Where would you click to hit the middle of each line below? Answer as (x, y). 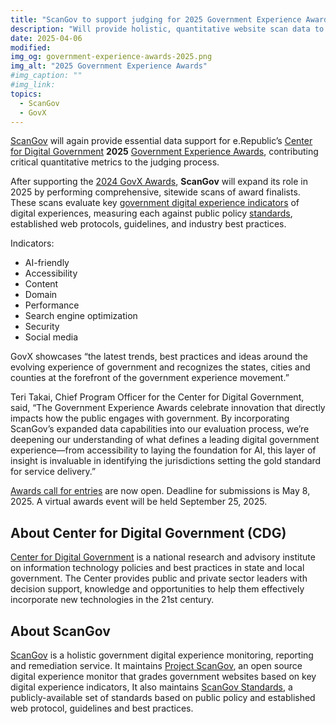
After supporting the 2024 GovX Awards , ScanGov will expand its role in (159, 182)
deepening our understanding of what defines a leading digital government (165, 440)
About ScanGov (60, 631)
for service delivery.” (53, 472)
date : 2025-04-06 (46, 38)
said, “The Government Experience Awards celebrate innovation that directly (168, 408)
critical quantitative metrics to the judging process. (115, 162)
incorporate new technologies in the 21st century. (112, 600)
